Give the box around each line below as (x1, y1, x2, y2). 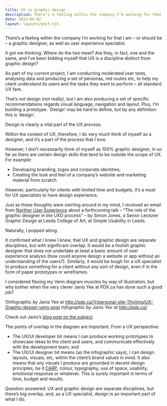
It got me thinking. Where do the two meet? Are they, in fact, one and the (5, 50, 155, 56)
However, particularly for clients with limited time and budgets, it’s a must (5, 187, 156, 193)
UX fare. (5, 86, 22, 92)
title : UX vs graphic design (5, 7, 66, 12)
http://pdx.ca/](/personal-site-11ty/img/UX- (65, 299, 154, 305)
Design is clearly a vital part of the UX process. (5, 121, 102, 127)
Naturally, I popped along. (5, 227, 58, 233)
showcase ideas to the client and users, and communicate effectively (12, 338, 155, 345)
